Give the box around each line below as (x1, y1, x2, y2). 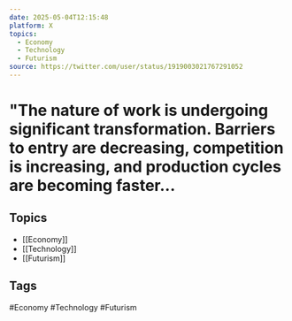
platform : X (9, 21, 53, 30)
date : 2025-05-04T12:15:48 (9, 12, 109, 22)
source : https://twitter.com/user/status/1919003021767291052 (9, 63, 243, 72)
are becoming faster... (9, 176, 176, 195)
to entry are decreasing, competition (9, 138, 284, 158)
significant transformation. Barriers (9, 119, 276, 140)
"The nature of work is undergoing (9, 101, 268, 120)
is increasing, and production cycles (9, 157, 281, 177)
